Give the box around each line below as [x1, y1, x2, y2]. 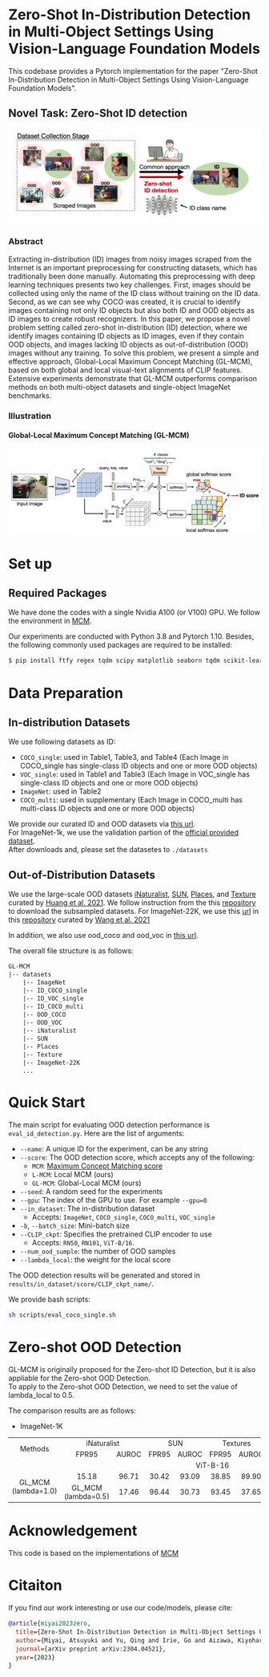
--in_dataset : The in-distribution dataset [19, 1204, 155, 1213]
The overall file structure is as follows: [8, 946, 134, 956]
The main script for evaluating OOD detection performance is [8, 1120, 211, 1130]
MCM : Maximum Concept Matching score [31, 1161, 163, 1171]
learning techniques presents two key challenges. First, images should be [8, 279, 251, 290]
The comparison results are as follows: [8, 1406, 136, 1415]
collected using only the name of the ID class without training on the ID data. [8, 288, 260, 298]
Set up [8, 554, 52, 573]
